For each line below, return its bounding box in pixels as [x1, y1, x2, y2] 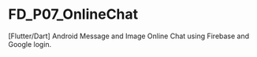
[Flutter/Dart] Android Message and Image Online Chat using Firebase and [8, 31, 250, 41]
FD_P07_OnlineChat [8, 5, 139, 23]
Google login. [8, 39, 52, 48]
